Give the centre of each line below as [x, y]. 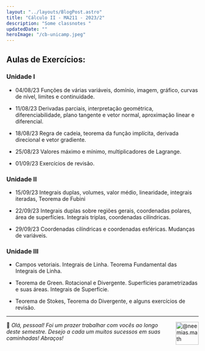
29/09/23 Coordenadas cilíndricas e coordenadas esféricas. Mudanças [105, 229]
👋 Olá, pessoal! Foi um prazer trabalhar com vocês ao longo [82, 325]
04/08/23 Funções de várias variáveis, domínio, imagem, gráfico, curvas [106, 90]
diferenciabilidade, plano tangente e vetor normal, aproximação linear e [105, 115]
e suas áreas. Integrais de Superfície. [62, 289]
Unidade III [23, 251]
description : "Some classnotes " [49, 23]
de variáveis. [31, 236]
